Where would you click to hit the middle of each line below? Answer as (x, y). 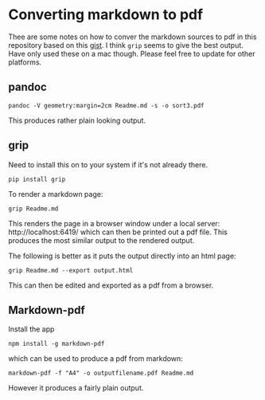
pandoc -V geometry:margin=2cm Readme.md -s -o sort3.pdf (106, 105)
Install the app (31, 329)
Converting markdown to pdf (106, 15)
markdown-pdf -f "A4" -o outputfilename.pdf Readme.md (101, 373)
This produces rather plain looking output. (77, 120)
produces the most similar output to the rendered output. (101, 240)
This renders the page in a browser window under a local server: (114, 223)
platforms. (25, 62)
